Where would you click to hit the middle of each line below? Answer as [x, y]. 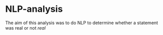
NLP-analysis [34, 9]
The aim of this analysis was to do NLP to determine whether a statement [82, 23]
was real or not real [26, 28]
